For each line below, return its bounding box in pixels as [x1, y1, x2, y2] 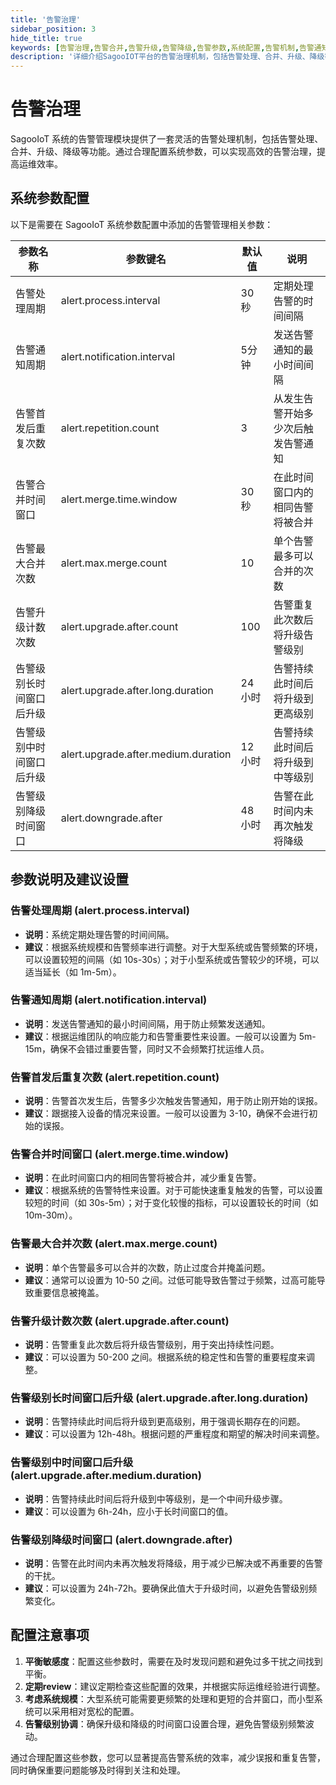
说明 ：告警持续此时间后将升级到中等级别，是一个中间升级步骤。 [24, 1492, 288, 1505]
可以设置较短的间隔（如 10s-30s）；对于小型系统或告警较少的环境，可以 [24, 953, 320, 965]
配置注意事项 [10, 1627, 90, 1644]
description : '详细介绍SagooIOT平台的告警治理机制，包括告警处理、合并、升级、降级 [10, 52, 325, 62]
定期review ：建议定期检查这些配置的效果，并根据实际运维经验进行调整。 [24, 1680, 326, 1692]
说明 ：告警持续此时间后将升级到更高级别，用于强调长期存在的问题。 [24, 1416, 306, 1428]
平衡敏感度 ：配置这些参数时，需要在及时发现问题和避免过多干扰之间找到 [24, 1655, 323, 1667]
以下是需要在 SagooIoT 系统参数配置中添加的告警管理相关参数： [10, 218, 274, 230]
